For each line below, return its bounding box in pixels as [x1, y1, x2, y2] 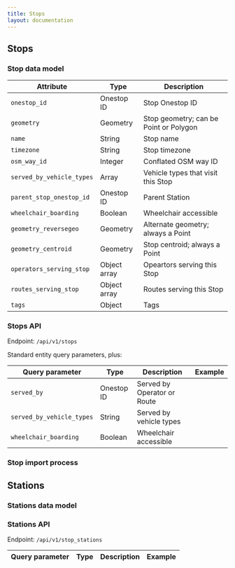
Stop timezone [143, 145, 191, 155]
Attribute [36, 82, 68, 92]
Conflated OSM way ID [143, 157, 218, 167]
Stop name [143, 134, 179, 144]
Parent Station [143, 193, 190, 202]
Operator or [136, 388, 176, 398]
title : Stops [7, 10, 45, 18]
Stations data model [7, 500, 77, 510]
